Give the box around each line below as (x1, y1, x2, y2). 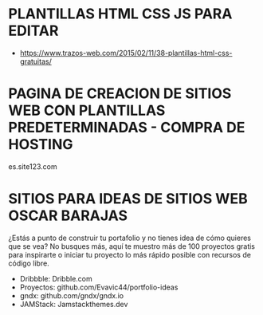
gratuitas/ (19, 57, 52, 66)
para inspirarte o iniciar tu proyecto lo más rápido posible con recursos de (8, 250, 251, 259)
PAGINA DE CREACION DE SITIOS (8, 85, 232, 103)
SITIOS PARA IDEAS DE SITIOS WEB (8, 190, 249, 208)
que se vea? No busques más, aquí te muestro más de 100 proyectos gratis (8, 241, 256, 251)
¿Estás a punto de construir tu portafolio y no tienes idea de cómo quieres (8, 233, 252, 242)
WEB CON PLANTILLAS (8, 101, 166, 120)
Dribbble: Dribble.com (19, 274, 93, 283)
